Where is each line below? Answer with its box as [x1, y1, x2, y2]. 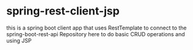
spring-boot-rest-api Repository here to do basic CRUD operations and [6, 30, 185, 37]
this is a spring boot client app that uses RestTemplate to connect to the [6, 24, 187, 31]
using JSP [6, 37, 32, 44]
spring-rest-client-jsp [6, 4, 120, 18]
